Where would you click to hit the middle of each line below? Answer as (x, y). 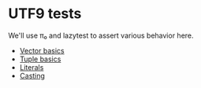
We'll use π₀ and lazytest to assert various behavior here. (101, 35)
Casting (32, 75)
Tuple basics (40, 59)
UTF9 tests (45, 14)
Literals (32, 67)
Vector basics (42, 50)
